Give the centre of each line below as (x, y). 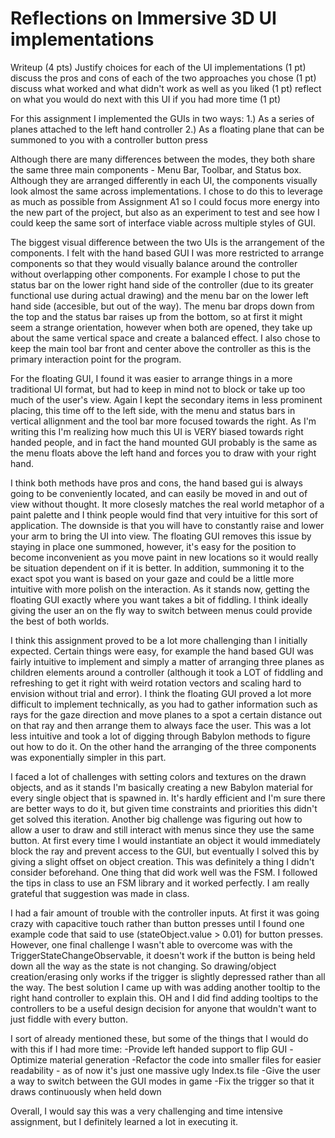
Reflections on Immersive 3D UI (143, 18)
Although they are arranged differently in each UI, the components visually (164, 180)
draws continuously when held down (86, 1091)
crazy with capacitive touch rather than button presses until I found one (157, 923)
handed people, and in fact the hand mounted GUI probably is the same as (164, 442)
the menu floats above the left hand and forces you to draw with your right (163, 453)
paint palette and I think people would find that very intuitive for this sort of (164, 514)
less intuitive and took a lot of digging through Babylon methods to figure (160, 736)
